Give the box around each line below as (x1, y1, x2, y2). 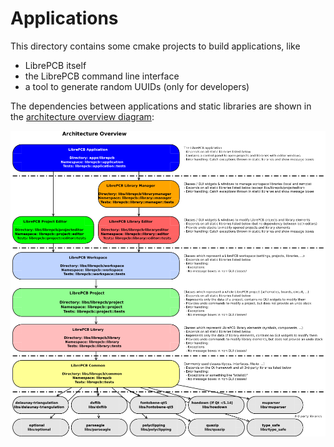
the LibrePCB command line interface (24, 70, 180, 82)
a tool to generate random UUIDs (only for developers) (24, 80, 250, 92)
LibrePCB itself (24, 59, 87, 71)
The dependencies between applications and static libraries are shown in (10, 100, 312, 112)
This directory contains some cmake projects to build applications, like (10, 40, 301, 52)
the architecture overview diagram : (10, 110, 155, 122)
